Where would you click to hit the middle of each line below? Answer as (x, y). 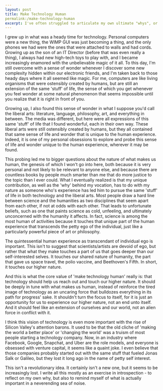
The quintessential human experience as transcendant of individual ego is (79, 241)
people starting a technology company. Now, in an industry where (71, 338)
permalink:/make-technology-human (40, 19)
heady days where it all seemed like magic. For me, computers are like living (81, 78)
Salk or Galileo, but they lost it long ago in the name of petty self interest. (78, 358)
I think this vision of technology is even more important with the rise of (76, 322)
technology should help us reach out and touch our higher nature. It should (80, 282)
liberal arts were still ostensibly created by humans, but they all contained (79, 129)
